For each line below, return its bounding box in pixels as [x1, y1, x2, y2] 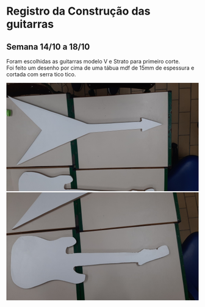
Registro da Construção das [6, 4, 151, 18]
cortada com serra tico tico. [6, 71, 76, 78]
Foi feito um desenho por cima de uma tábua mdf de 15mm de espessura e [6, 64, 195, 71]
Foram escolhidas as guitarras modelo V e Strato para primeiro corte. [6, 58, 181, 65]
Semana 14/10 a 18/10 [6, 42, 90, 52]
